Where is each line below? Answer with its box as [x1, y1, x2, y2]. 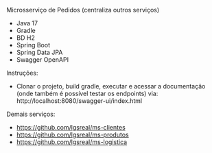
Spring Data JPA [16, 48, 63, 56]
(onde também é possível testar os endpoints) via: [16, 89, 158, 97]
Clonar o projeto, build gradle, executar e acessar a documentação [16, 82, 206, 90]
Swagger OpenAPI [16, 56, 69, 64]
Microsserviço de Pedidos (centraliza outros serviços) [6, 6, 160, 14]
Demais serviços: [6, 110, 56, 118]
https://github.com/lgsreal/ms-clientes [16, 123, 126, 131]
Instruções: [6, 69, 38, 77]
